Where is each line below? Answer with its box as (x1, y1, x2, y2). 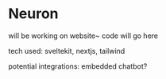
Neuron (8, 5, 59, 23)
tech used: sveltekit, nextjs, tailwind (8, 46, 125, 55)
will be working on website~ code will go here (8, 31, 159, 40)
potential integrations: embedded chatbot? (8, 61, 148, 71)
